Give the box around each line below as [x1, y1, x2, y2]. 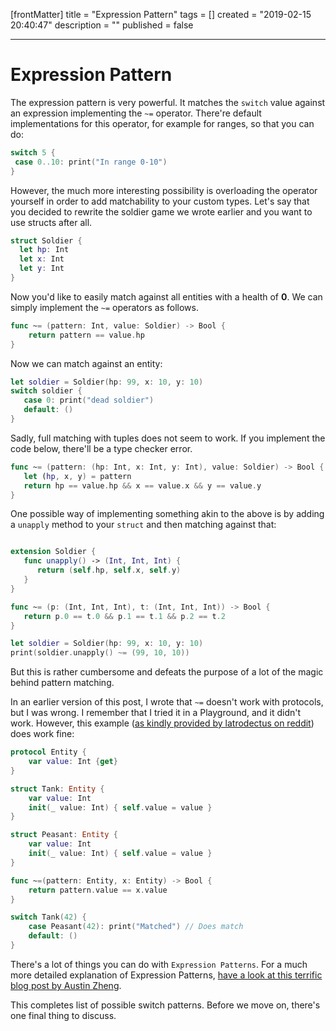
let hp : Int [19, 245, 70, 255]
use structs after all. [10, 216, 93, 228]
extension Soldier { [10, 547, 97, 557]
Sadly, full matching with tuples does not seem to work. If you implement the [10, 432, 326, 444]
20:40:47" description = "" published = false [10, 19, 194, 31]
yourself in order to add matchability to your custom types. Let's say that [10, 195, 310, 207]
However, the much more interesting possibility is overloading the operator [10, 184, 318, 196]
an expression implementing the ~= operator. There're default [10, 107, 262, 119]
